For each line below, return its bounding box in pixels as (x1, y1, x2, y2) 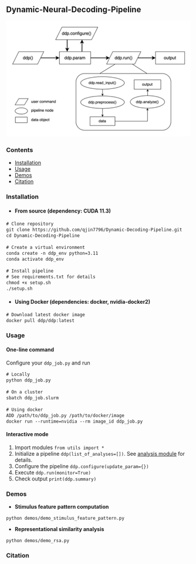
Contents (6, 145, 33, 154)
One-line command (6, 346, 55, 353)
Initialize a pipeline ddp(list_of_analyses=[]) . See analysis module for (14, 450, 185, 457)
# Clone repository (6, 221, 54, 227)
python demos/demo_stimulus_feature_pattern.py (6, 515, 125, 522)
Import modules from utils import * (14, 444, 104, 451)
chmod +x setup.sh (6, 280, 51, 286)
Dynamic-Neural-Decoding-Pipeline (6, 5, 141, 15)
